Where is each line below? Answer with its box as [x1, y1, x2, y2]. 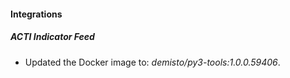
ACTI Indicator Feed [10, 31, 95, 43]
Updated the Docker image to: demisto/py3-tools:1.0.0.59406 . [24, 56, 281, 68]
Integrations [10, 8, 63, 20]
